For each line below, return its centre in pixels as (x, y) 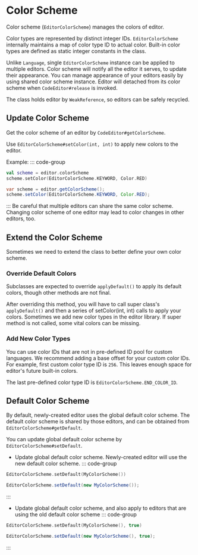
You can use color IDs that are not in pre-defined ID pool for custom (89, 351)
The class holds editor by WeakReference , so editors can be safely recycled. (98, 99)
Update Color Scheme (48, 118)
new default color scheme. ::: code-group (66, 464)
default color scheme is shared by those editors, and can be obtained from (98, 422)
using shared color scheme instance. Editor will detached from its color (93, 82)
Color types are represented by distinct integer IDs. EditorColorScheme (92, 38)
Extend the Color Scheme (54, 237)
